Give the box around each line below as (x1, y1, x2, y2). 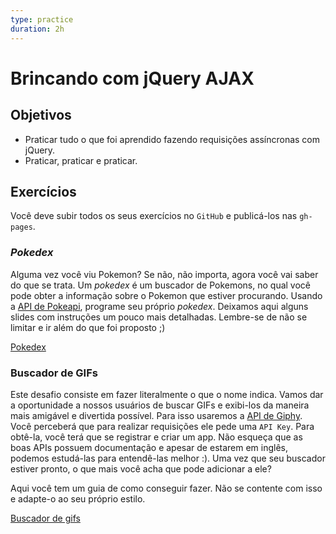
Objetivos (10, 107, 72, 124)
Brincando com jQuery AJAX (10, 67, 255, 90)
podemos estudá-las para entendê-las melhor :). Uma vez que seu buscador (10, 452, 326, 464)
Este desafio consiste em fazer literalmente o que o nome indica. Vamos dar (10, 388, 324, 400)
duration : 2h (10, 24, 65, 34)
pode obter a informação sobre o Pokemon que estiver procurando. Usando (10, 289, 323, 301)
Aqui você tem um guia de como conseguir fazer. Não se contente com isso (10, 482, 323, 494)
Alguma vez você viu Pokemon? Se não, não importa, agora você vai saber (10, 268, 319, 280)
